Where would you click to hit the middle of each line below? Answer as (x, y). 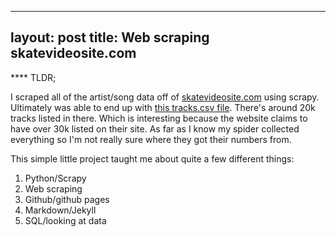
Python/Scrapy (55, 178)
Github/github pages (67, 199)
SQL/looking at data (65, 220)
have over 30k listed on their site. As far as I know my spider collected (155, 128)
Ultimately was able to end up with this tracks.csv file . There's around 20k (163, 107)
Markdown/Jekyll (60, 210)
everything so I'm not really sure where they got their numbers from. (151, 139)
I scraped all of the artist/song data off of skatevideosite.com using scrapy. (165, 97)
